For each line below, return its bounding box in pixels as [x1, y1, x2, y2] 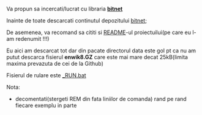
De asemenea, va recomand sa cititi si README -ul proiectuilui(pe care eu [6, 29, 192, 36]
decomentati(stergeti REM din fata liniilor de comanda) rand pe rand [15, 96, 187, 102]
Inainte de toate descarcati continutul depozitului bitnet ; [6, 17, 147, 24]
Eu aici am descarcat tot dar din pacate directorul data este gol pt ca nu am [6, 47, 196, 54]
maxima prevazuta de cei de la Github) [6, 60, 104, 67]
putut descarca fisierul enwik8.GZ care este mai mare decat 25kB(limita [6, 54, 189, 60]
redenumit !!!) [15, 35, 50, 42]
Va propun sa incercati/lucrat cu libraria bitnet [6, 5, 123, 12]
